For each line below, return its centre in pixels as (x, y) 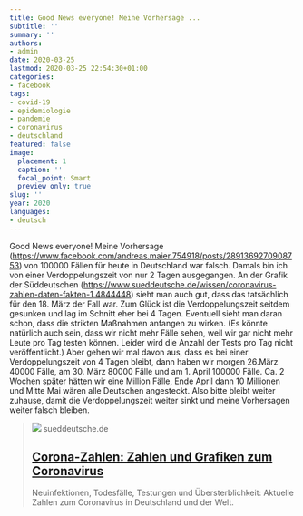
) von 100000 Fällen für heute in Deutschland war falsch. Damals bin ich (153, 265)
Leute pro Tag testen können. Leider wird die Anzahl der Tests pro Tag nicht (151, 342)
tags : (20, 93)
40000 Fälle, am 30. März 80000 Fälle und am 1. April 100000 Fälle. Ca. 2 (147, 371)
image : (22, 152)
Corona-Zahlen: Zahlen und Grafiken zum (152, 458)
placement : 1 (42, 161)
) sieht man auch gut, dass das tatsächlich (209, 294)
